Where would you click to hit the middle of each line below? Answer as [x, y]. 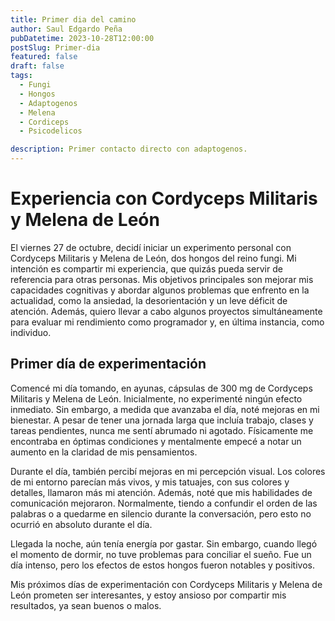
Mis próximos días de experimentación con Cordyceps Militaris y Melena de [166, 584]
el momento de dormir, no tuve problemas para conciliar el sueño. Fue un [161, 554]
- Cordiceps [44, 122]
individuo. [31, 332]
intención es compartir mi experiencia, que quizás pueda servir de [146, 268]
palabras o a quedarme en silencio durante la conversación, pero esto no [161, 513]
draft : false [37, 66]
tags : [21, 76]
